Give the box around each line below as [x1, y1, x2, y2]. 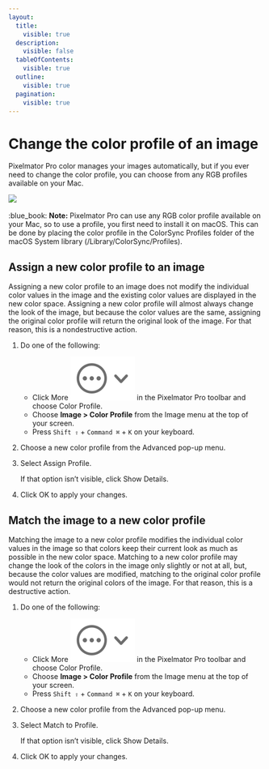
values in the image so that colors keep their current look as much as [8, 543, 238, 553]
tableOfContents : [15, 56, 74, 64]
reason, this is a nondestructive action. [8, 325, 137, 335]
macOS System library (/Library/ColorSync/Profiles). [8, 237, 183, 246]
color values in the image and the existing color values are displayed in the [8, 290, 257, 300]
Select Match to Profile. [19, 720, 99, 729]
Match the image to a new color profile [8, 513, 206, 527]
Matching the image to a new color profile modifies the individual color [8, 535, 244, 545]
